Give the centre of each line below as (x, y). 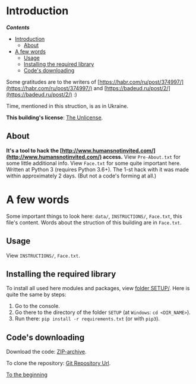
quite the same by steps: (36, 294)
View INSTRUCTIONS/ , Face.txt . (43, 255)
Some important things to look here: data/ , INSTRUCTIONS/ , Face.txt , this (94, 216)
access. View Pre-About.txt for (142, 157)
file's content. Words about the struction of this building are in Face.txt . (94, 222)
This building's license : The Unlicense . (55, 118)
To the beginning (27, 375)
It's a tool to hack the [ (34, 150)
